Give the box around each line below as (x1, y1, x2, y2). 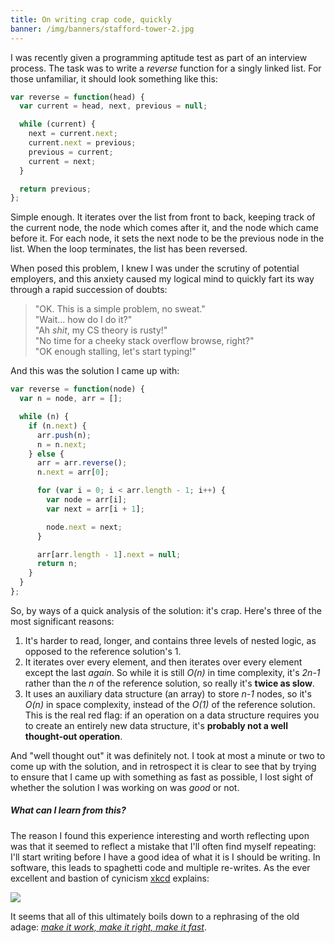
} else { (28, 449, 65, 459)
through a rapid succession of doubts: (10, 284, 168, 296)
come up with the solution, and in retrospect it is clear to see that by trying (10, 760, 317, 772)
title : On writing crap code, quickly (10, 14, 172, 25)
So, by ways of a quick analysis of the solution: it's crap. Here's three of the (10, 604, 322, 616)
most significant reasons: (10, 615, 115, 627)
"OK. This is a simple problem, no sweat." (34, 303, 206, 315)
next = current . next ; (28, 129, 118, 139)
